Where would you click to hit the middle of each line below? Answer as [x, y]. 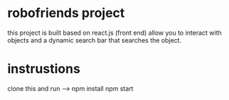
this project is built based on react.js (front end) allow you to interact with [114, 33]
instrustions [44, 69]
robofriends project [66, 13]
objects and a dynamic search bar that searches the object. [95, 40]
